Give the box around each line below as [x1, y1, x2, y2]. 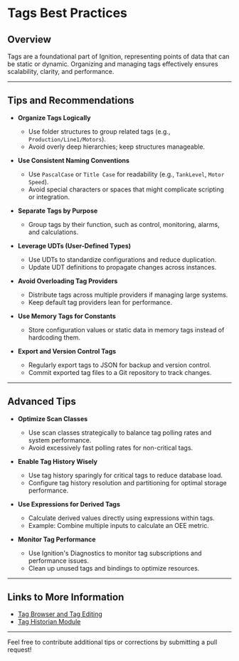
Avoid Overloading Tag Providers [17, 276, 118, 285]
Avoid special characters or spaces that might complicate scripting [28, 185, 224, 194]
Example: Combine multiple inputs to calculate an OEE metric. [28, 521, 210, 529]
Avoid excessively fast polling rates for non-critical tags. [28, 443, 193, 452]
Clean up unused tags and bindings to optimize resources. [28, 564, 200, 572]
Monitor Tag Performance [17, 535, 96, 544]
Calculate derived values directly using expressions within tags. [28, 514, 215, 522]
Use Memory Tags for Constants [17, 312, 116, 320]
